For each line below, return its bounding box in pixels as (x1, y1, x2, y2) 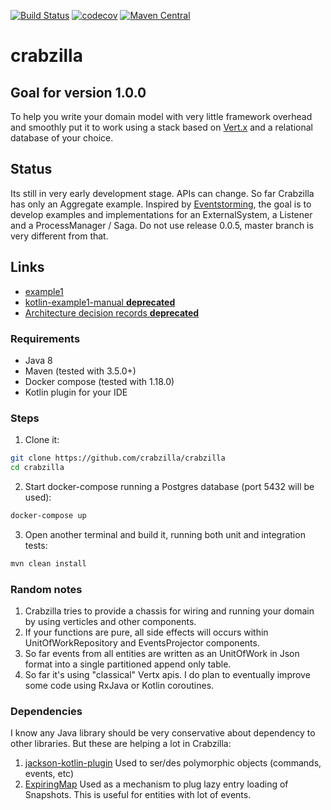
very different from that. (10, 230, 109, 242)
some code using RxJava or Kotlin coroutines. (24, 680, 215, 692)
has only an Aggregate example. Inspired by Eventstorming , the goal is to (10, 198, 312, 210)
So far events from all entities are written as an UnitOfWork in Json (24, 648, 300, 660)
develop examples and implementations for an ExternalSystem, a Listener (10, 208, 313, 220)
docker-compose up (10, 510, 87, 520)
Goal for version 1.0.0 (10, 84, 147, 101)
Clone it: (24, 434, 60, 446)
